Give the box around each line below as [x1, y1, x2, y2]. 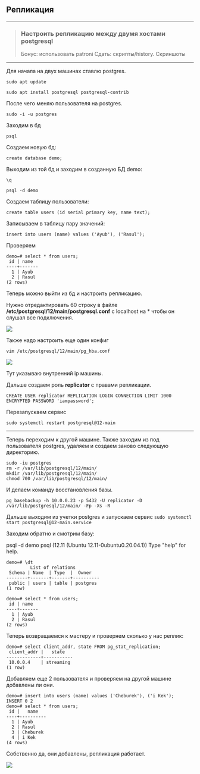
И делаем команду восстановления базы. [6, 486, 113, 493]
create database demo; [6, 155, 62, 161]
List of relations [30, 565, 76, 571]
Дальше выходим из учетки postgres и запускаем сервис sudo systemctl [6, 513, 192, 521]
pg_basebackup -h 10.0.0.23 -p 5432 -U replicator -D [6, 498, 143, 504]
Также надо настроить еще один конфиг [6, 337, 109, 344]
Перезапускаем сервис [6, 409, 67, 416]
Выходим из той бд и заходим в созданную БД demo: [6, 166, 143, 173]
